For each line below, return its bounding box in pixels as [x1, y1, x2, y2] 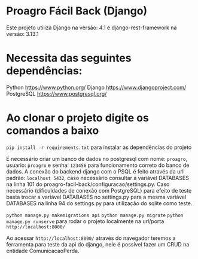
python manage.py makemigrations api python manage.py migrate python [6, 212, 184, 218]
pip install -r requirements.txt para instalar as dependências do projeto [6, 144, 192, 151]
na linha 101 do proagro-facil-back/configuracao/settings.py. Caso [6, 181, 170, 188]
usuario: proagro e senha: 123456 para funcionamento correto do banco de [6, 162, 190, 169]
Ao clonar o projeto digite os [6, 111, 150, 125]
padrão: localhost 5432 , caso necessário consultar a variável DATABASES [6, 174, 190, 181]
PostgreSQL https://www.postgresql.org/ [6, 90, 107, 97]
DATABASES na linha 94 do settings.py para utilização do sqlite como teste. [6, 199, 193, 207]
